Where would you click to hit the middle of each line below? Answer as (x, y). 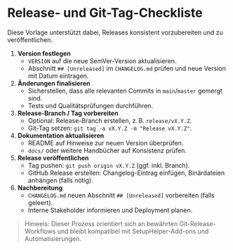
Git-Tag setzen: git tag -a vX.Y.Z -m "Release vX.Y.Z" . (110, 128)
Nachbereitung (40, 187)
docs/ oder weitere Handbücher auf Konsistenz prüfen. (107, 150)
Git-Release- (198, 223)
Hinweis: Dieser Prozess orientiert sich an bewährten (101, 223)
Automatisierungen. (53, 238)
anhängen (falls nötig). (60, 180)
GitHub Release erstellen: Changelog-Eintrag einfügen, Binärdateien (126, 173)
